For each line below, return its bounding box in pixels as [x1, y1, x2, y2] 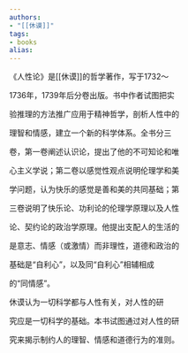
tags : [9, 29, 29, 38]
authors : [9, 12, 41, 22]
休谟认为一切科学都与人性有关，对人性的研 [9, 297, 164, 308]
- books [9, 37, 38, 47]
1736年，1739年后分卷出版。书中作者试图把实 [9, 90, 175, 101]
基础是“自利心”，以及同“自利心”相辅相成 [9, 259, 154, 270]
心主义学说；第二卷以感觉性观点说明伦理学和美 [9, 165, 179, 176]
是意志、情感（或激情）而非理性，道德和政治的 [9, 241, 179, 251]
